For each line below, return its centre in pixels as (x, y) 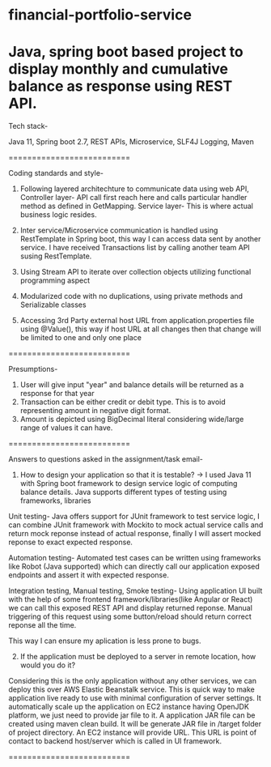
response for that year (57, 394)
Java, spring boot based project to (126, 52)
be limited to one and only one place (80, 338)
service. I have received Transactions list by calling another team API (135, 248)
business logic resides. (58, 215)
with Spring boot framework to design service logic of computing (129, 484)
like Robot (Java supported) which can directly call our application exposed (134, 567)
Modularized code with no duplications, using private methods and (131, 296)
